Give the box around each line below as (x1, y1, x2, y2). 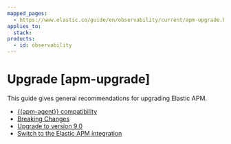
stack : (13, 29, 32, 36)
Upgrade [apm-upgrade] (7, 71, 150, 87)
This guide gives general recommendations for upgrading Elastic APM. (7, 94, 208, 102)
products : (7, 36, 36, 43)
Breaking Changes (16, 115, 70, 123)
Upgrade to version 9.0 (16, 121, 83, 130)
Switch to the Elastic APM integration (16, 129, 122, 137)
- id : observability (13, 42, 72, 49)
